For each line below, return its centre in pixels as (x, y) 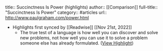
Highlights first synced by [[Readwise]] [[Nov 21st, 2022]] (72, 27)
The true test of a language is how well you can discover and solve (89, 32)
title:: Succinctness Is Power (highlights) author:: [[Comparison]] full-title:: (81, 7)
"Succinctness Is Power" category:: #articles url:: (56, 12)
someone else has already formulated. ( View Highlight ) (77, 43)
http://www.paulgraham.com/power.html (47, 18)
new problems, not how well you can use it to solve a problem (84, 38)
